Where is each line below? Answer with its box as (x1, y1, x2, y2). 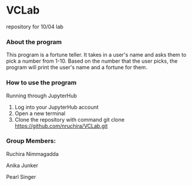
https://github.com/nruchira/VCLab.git (14, 122, 108, 129)
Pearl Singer (6, 173, 37, 180)
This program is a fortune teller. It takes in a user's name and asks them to (6, 51, 187, 58)
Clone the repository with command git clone (14, 116, 125, 123)
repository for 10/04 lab (6, 23, 64, 30)
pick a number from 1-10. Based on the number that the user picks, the (6, 57, 178, 65)
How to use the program (6, 79, 77, 87)
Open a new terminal (14, 110, 66, 117)
